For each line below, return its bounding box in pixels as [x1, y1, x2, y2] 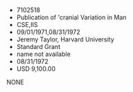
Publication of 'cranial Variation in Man [16, 13, 127, 21]
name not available [16, 50, 71, 58]
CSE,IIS [16, 21, 38, 28]
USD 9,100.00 [16, 65, 56, 73]
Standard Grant [16, 43, 60, 50]
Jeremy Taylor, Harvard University [16, 35, 115, 44]
